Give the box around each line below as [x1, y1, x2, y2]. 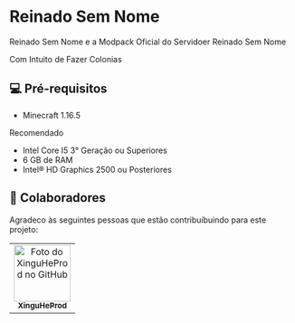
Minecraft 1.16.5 [22, 109, 81, 120]
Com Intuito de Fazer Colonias [9, 53, 122, 64]
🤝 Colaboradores [9, 190, 107, 205]
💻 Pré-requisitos [9, 81, 108, 97]
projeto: [9, 223, 39, 234]
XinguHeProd [17, 300, 68, 311]
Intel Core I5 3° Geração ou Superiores [22, 145, 167, 156]
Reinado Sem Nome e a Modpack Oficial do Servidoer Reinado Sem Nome [9, 36, 287, 47]
